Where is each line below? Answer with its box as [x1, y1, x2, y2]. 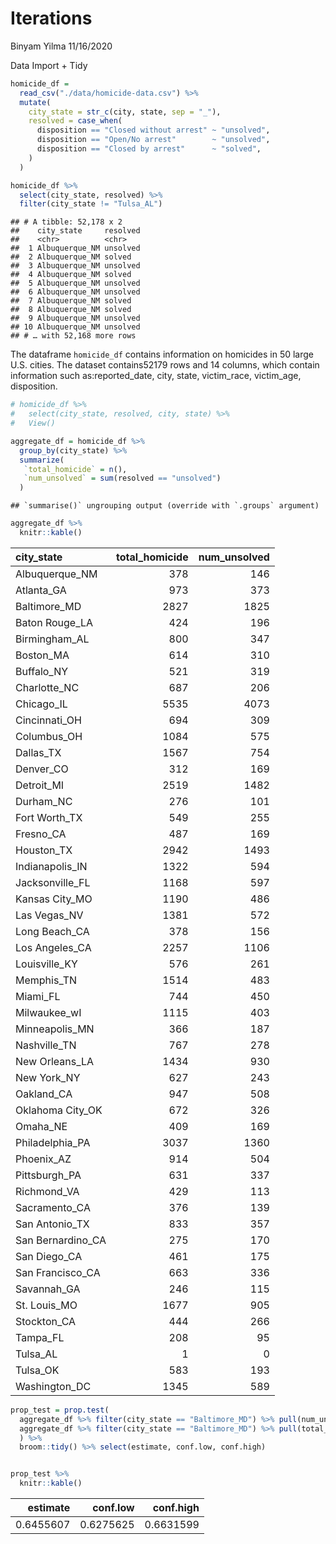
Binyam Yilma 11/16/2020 [10, 40, 113, 52]
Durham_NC [15, 794, 73, 808]
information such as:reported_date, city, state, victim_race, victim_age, [10, 370, 302, 382]
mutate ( [19, 97, 52, 107]
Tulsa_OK [15, 1363, 60, 1377]
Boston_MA [15, 648, 70, 662]
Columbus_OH [15, 729, 83, 743]
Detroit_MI [15, 778, 65, 792]
